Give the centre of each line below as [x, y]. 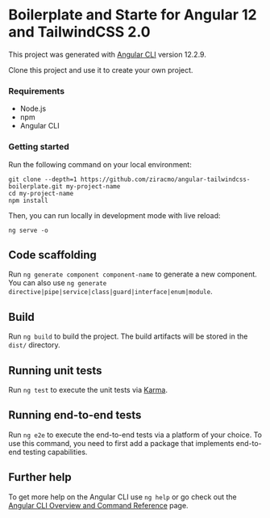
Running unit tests [55, 371]
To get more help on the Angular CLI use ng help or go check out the [123, 497]
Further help [40, 477]
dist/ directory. [34, 345]
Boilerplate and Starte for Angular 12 [133, 15]
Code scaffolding [52, 255]
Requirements [37, 91]
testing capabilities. [55, 452]
